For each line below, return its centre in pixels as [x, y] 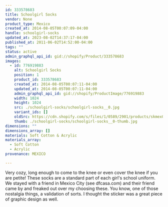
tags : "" [14, 47]
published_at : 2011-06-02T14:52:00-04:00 [49, 42]
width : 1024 [26, 98]
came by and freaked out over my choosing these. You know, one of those [82, 188]
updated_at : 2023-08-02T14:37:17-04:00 [47, 38]
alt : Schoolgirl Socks [38, 70]
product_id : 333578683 [38, 79]
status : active [21, 51]
